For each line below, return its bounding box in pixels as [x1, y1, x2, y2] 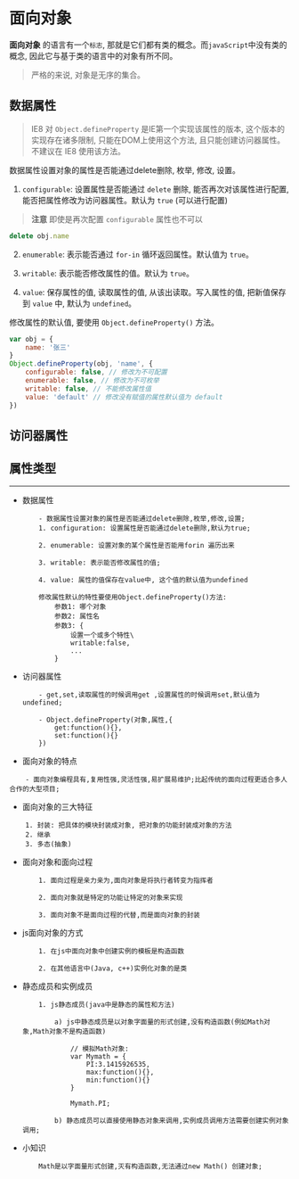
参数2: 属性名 [54, 612, 101, 621]
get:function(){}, [54, 723, 123, 732]
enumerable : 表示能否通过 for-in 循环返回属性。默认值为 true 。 [21, 249, 254, 260]
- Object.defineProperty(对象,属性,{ [38, 715, 174, 724]
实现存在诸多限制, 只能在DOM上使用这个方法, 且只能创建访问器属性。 [30, 135, 286, 145]
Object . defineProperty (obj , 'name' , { [9, 359, 153, 368]
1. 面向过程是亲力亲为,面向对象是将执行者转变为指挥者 [38, 876, 214, 885]
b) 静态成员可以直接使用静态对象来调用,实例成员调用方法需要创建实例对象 [54, 1116, 289, 1125]
